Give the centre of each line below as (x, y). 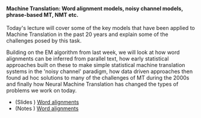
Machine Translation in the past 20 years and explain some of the (87, 34)
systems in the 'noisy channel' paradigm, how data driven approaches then (100, 71)
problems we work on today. (42, 90)
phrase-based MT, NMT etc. (42, 14)
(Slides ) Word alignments (47, 102)
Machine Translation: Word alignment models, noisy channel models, (95, 8)
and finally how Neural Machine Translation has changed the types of (92, 84)
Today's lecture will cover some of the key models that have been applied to (101, 28)
